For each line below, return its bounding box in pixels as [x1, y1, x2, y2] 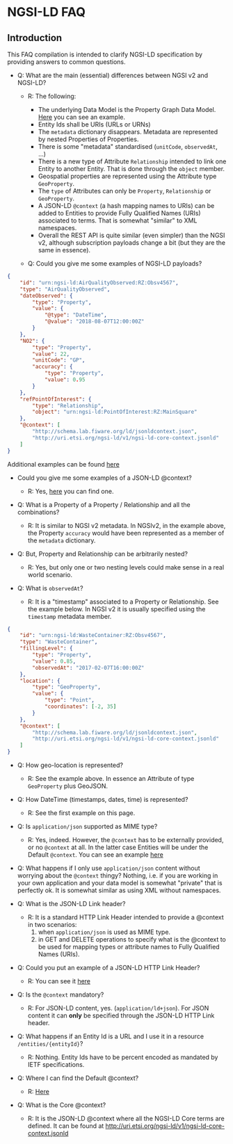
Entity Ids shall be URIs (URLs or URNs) [38, 120, 151, 129]
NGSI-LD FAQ [7, 4, 86, 20]
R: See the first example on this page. [27, 809, 136, 817]
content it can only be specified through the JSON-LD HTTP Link [27, 1011, 215, 1020]
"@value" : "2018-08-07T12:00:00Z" [44, 318, 145, 325]
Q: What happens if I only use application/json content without [17, 864, 200, 872]
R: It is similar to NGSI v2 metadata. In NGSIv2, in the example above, [27, 521, 226, 529]
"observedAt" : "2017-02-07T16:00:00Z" [32, 664, 145, 671]
